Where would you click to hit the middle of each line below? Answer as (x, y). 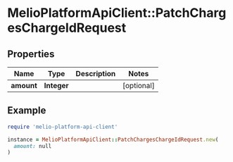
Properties (31, 54)
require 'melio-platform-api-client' (63, 127)
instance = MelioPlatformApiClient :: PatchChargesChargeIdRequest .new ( (113, 139)
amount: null (33, 146)
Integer (56, 86)
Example (27, 111)
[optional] (138, 86)
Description (96, 74)
